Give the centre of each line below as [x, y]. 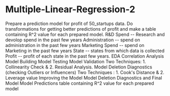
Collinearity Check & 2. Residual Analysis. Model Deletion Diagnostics [79, 67]
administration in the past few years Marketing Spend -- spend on [75, 45]
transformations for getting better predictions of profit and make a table [81, 29]
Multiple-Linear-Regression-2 [70, 9]
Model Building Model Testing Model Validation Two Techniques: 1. [76, 61]
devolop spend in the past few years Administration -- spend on [73, 40]
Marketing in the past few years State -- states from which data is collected [85, 51]
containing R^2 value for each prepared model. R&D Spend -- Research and [85, 34]
